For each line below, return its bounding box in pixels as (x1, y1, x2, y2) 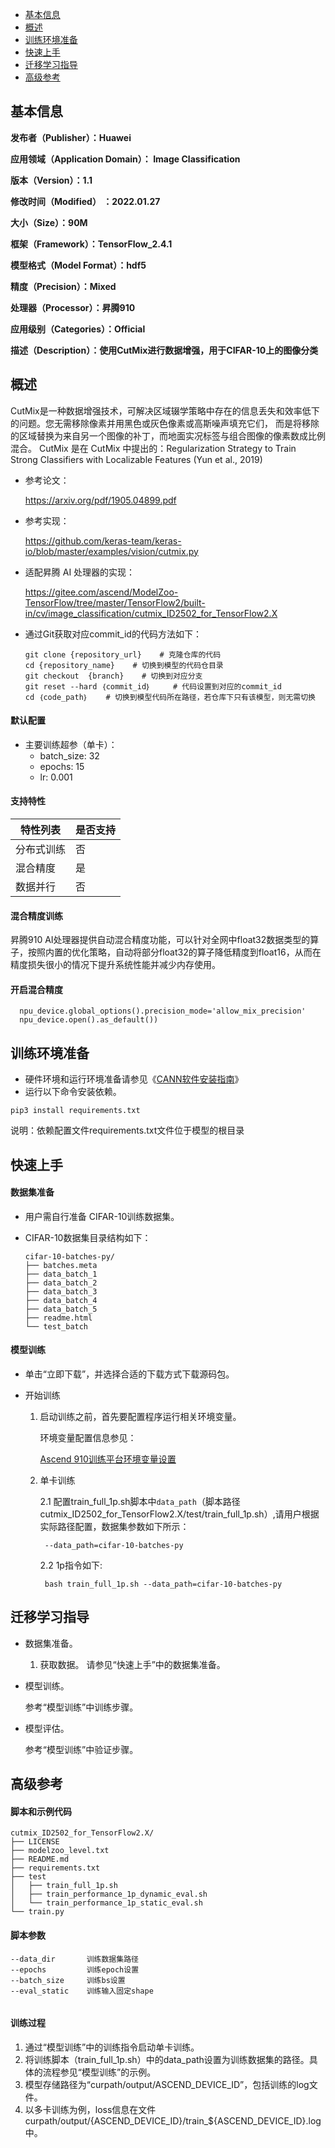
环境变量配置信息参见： (39, 1432, 137, 1444)
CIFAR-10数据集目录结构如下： (24, 1231, 152, 1243)
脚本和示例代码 (10, 1805, 72, 1817)
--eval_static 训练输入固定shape (10, 1986, 154, 1996)
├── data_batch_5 (24, 1304, 98, 1314)
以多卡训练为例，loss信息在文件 (24, 2103, 157, 2115)
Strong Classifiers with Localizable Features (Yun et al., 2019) (10, 453, 263, 465)
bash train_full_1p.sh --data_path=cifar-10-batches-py (44, 1579, 283, 1590)
